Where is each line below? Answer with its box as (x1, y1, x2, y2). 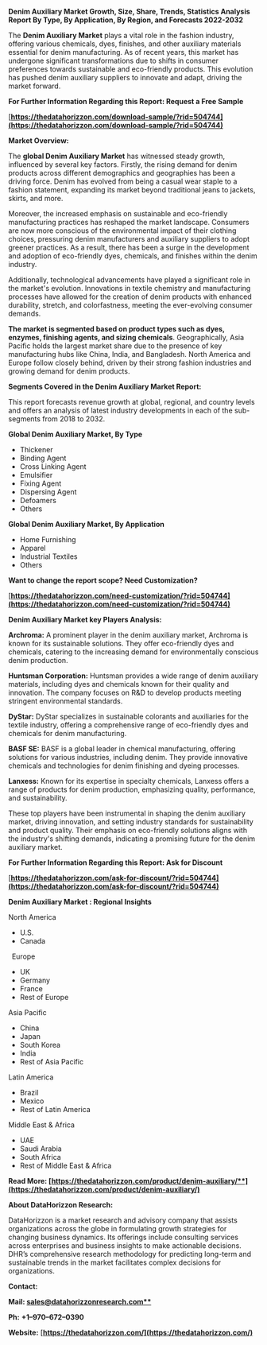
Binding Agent (19, 453, 67, 463)
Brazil (19, 1088, 39, 1097)
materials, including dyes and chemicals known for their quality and (8, 680, 230, 688)
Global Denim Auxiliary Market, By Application (8, 520, 164, 529)
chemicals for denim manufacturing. (8, 729, 127, 738)
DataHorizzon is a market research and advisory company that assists (8, 1215, 238, 1225)
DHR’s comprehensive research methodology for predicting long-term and (8, 1250, 252, 1258)
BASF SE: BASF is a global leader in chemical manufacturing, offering (8, 744, 236, 754)
